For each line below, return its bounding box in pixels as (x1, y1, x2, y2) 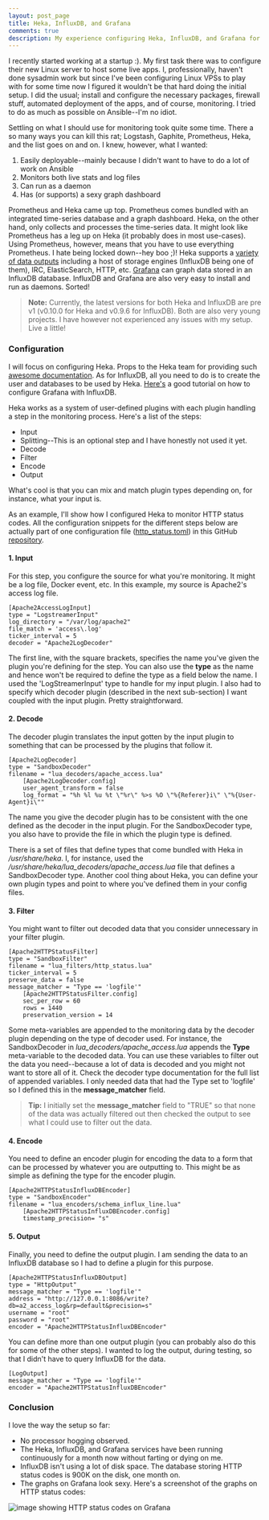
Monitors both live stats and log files (19, 173, 141, 182)
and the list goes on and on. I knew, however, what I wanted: (8, 140, 208, 149)
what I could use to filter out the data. (27, 1118, 153, 1127)
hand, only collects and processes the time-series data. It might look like (8, 223, 249, 232)
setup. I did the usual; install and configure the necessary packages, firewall (8, 90, 260, 100)
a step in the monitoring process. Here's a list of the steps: (8, 411, 202, 421)
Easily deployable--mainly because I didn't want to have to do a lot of (19, 156, 251, 165)
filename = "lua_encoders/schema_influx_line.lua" (8, 1200, 181, 1209)
